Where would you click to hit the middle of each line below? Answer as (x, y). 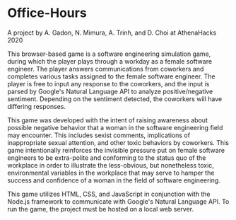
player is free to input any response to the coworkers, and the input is (108, 83)
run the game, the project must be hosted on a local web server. (101, 209)
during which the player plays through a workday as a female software (110, 61)
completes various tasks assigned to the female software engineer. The (111, 76)
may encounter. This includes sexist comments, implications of (99, 135)
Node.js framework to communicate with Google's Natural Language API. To (118, 201)
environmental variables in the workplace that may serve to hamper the (111, 173)
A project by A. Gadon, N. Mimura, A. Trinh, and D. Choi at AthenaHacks (112, 33)
